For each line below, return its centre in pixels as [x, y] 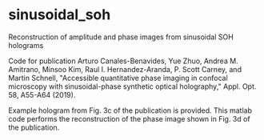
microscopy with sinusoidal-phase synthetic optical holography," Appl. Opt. [132, 86]
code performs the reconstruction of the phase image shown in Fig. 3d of [129, 118]
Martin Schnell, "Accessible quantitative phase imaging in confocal [118, 78]
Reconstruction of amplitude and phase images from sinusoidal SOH [121, 37]
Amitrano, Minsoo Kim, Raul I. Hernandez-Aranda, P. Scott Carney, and [125, 69]
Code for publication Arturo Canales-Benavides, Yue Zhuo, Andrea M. [123, 61]
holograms [26, 45]
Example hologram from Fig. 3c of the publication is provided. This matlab [130, 110]
